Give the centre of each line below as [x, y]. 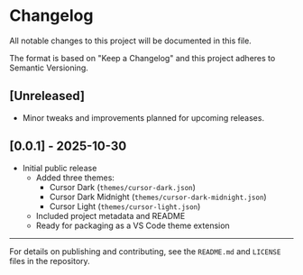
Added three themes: [75, 178]
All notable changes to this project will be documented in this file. [131, 41]
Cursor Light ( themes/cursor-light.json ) [125, 206]
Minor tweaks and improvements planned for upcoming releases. [143, 117]
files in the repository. [50, 261]
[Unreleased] [47, 96]
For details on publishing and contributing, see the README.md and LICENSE [145, 251]
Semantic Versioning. [49, 68]
